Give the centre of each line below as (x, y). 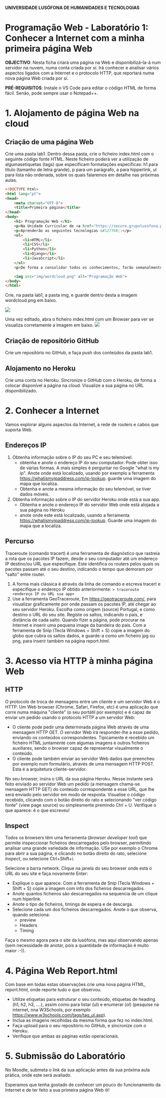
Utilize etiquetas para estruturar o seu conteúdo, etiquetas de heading (84, 999)
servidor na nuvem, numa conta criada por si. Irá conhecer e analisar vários (82, 67)
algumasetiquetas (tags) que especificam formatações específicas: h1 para (82, 164)
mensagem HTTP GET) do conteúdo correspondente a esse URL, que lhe (80, 789)
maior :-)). (15, 951)
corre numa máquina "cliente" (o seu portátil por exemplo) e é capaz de (78, 712)
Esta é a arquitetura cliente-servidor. (49, 769)
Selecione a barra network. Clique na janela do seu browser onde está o (79, 868)
